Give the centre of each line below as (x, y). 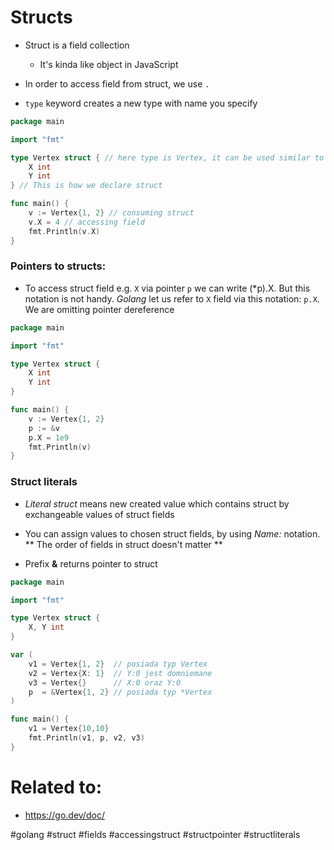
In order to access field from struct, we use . (117, 83)
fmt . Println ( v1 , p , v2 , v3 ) (86, 738)
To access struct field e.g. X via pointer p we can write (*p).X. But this (167, 288)
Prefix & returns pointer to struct (91, 563)
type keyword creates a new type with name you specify (141, 103)
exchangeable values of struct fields (99, 514)
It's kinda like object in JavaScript (109, 64)
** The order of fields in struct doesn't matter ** (123, 544)
